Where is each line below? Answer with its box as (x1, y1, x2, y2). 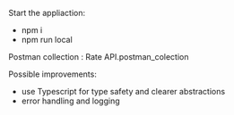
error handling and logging (21, 95, 120, 106)
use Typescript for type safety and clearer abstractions (21, 86, 226, 96)
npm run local (21, 35, 73, 45)
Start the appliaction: (8, 8, 86, 18)
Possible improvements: (8, 69, 98, 79)
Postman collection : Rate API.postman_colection (8, 52, 189, 62)
